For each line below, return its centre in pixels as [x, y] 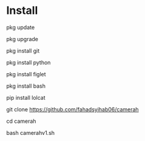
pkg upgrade [22, 39]
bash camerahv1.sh [31, 133]
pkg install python [29, 62]
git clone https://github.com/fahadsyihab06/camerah [72, 109]
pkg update [21, 27]
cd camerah [21, 121]
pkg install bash [26, 86]
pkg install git [23, 51]
